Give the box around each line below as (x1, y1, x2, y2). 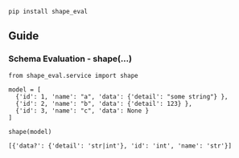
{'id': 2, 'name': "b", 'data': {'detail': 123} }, (15, 99, 193, 107)
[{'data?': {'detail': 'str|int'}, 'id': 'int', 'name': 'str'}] (8, 141, 232, 150)
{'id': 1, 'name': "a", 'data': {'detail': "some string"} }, (15, 92, 229, 100)
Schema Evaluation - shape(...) (8, 53, 133, 64)
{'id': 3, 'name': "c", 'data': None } (15, 107, 150, 115)
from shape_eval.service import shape (8, 71, 138, 79)
